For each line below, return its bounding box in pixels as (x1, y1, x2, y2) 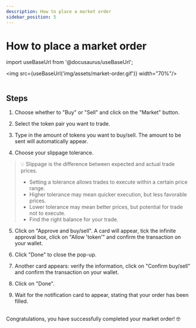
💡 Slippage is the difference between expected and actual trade (20, 161, 175, 168)
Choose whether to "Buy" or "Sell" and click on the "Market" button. (14, 109, 180, 116)
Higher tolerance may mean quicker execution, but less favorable (29, 191, 187, 198)
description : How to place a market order (6, 8, 111, 15)
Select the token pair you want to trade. (14, 120, 110, 127)
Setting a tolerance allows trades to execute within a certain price (29, 178, 188, 185)
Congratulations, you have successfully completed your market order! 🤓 (6, 315, 181, 323)
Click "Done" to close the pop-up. (14, 251, 97, 258)
